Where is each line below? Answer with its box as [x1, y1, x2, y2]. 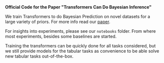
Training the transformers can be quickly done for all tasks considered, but [5, 43, 156, 48]
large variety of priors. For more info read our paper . [5, 19, 111, 24]
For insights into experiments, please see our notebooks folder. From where [5, 28, 156, 34]
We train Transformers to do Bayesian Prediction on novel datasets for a [5, 14, 150, 19]
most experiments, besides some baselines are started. [5, 34, 117, 39]
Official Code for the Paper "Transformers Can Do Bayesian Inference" [5, 4, 152, 10]
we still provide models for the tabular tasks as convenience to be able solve [5, 48, 160, 54]
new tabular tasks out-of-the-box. [5, 53, 74, 59]
